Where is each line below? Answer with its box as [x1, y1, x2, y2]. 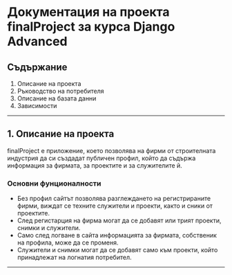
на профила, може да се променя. [17, 238, 119, 247]
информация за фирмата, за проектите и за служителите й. [7, 161, 183, 170]
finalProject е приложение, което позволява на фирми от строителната [7, 146, 216, 154]
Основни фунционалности [7, 178, 101, 188]
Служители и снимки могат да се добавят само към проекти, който [17, 246, 218, 254]
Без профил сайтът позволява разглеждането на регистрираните [17, 195, 211, 203]
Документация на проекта [7, 4, 170, 20]
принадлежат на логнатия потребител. [17, 254, 132, 262]
